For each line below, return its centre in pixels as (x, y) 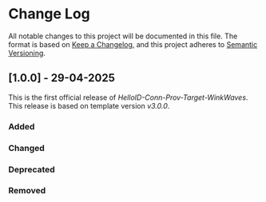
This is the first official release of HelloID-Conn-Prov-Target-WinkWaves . (128, 97)
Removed (27, 191)
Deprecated (32, 169)
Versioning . (27, 53)
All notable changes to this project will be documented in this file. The (123, 36)
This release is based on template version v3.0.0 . (89, 105)
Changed (27, 148)
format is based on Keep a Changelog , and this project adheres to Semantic (133, 44)
